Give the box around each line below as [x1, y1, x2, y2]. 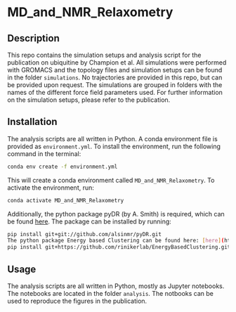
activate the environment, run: [7, 183, 95, 192]
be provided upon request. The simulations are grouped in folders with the [7, 81, 223, 89]
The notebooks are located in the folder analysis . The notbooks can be [7, 290, 214, 297]
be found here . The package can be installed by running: [7, 217, 172, 226]
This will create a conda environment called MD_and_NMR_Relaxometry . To [7, 176, 215, 184]
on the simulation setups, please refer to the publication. [7, 96, 171, 104]
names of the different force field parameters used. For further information [7, 89, 223, 96]
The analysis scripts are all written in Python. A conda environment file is [7, 134, 218, 143]
